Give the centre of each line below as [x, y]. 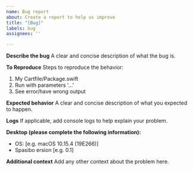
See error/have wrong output [50, 91]
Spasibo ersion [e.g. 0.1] [44, 150]
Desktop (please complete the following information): [74, 132]
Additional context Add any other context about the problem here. [88, 161]
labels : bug [21, 28]
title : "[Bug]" [25, 23]
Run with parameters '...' [44, 85]
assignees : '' [24, 34]
